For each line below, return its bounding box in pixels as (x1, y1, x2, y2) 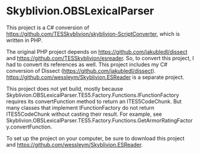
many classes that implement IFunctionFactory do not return (6, 104, 155, 111)
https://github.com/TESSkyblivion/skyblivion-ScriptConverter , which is (6, 30, 180, 37)
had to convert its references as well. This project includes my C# (6, 61, 168, 68)
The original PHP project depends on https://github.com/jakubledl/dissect (6, 48, 188, 55)
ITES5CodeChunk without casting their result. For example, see (6, 110, 162, 118)
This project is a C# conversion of (6, 24, 90, 31)
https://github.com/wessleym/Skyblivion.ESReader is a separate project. (6, 73, 184, 81)
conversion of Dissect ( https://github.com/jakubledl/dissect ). (6, 67, 156, 74)
